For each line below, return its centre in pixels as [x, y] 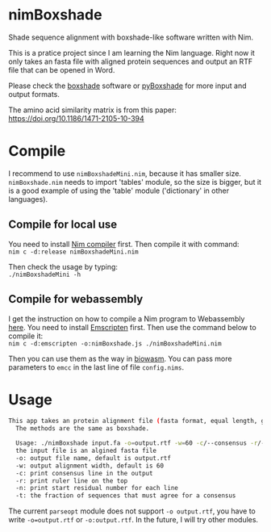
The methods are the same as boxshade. [83, 429]
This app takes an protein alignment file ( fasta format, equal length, [133, 421]
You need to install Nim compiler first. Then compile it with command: [124, 244]
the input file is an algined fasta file [86, 451]
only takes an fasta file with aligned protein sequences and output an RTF [131, 61]
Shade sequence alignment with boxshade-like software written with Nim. [131, 37]
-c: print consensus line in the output [84, 473]
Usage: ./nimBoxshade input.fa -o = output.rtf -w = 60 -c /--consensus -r [137, 443]
